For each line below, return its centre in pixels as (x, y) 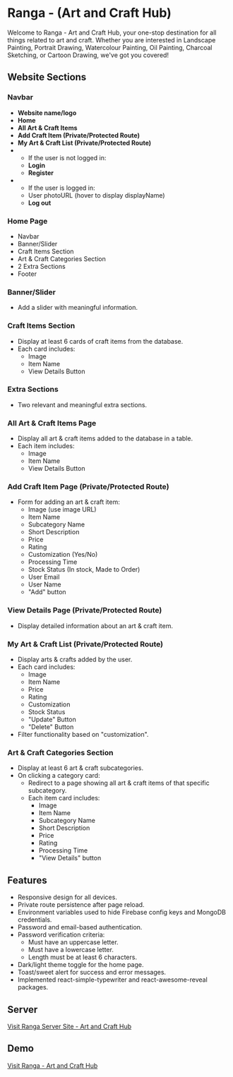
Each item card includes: (64, 798)
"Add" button (47, 592)
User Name (44, 584)
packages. (33, 987)
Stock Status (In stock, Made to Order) (84, 570)
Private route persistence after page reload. (81, 905)
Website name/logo (47, 113)
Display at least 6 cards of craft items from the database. (100, 341)
